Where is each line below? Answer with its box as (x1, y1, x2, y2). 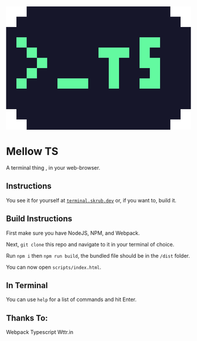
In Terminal (6, 280, 48, 291)
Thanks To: (6, 313, 48, 323)
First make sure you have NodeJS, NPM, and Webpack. (6, 229, 140, 237)
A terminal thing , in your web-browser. (6, 164, 101, 171)
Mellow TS (6, 145, 59, 158)
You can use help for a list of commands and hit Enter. (6, 296, 137, 303)
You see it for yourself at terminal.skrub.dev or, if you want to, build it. (6, 197, 177, 204)
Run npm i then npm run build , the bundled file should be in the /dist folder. (6, 252, 191, 259)
